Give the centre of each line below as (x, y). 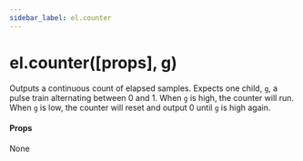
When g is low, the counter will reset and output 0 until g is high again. (140, 107)
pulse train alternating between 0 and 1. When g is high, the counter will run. (151, 97)
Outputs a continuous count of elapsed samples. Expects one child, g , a (144, 88)
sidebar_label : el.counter (61, 18)
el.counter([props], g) (93, 62)
